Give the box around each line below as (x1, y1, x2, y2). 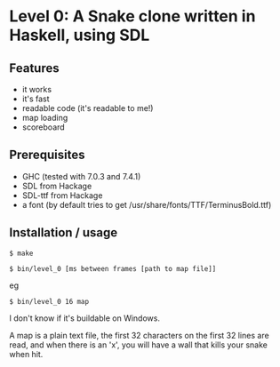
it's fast (21, 93, 51, 104)
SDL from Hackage (21, 180, 92, 191)
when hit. (9, 348, 44, 359)
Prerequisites (9, 148, 85, 163)
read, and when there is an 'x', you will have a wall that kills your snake (9, 339, 268, 350)
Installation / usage (9, 225, 118, 241)
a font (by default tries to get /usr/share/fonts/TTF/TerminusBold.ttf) (21, 199, 272, 210)
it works (21, 84, 52, 94)
